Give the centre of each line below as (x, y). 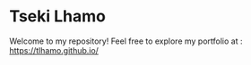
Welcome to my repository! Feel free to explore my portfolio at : (126, 41)
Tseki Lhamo (57, 16)
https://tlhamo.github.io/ (54, 50)
